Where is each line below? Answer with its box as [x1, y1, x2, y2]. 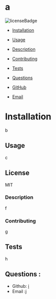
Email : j [12, 288, 27, 294]
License [5, 169, 30, 177]
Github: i [12, 283, 29, 289]
